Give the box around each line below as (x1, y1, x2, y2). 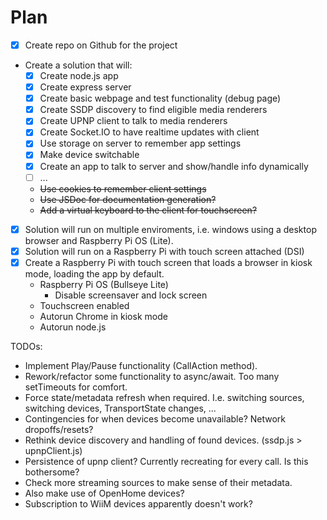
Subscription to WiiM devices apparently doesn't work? (24, 497, 253, 510)
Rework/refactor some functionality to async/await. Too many (24, 370, 280, 382)
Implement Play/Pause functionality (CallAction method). (24, 359, 258, 371)
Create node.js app (39, 70, 119, 81)
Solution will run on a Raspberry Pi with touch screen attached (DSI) (24, 245, 305, 257)
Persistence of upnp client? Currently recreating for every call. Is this (24, 455, 309, 467)
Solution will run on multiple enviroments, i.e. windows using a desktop (24, 223, 317, 235)
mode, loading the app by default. (24, 267, 165, 280)
